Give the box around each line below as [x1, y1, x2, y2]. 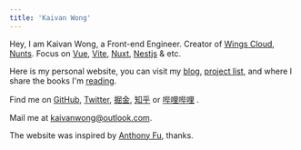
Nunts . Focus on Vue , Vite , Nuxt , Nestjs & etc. [9, 47, 182, 59]
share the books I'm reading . [9, 75, 117, 86]
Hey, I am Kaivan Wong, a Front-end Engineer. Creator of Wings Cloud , [9, 38, 276, 49]
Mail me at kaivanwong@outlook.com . [9, 112, 153, 123]
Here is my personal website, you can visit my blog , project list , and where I [9, 65, 293, 76]
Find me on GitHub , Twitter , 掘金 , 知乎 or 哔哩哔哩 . [9, 94, 200, 105]
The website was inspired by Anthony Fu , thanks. [9, 129, 194, 141]
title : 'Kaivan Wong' [9, 13, 92, 23]
